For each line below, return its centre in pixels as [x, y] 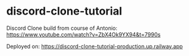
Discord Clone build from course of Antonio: [62, 28]
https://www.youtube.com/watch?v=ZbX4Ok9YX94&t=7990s [83, 34]
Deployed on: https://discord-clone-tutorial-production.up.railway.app [95, 46]
